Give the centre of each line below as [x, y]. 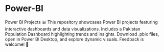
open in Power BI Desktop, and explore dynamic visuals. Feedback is [75, 39]
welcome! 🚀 [17, 44]
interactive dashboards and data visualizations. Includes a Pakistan [73, 29]
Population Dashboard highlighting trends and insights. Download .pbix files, [82, 34]
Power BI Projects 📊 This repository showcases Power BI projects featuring [82, 22]
